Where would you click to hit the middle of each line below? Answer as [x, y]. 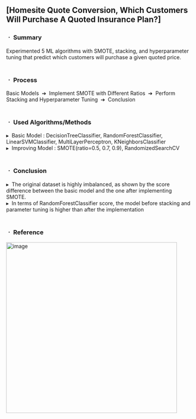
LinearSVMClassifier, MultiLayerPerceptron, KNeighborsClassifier [86, 142]
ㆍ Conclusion [27, 171]
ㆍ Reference [25, 232]
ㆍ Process [22, 80]
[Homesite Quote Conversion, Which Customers [97, 10]
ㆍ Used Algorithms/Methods [49, 122]
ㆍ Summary [24, 37]
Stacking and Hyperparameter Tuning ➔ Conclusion [71, 99]
